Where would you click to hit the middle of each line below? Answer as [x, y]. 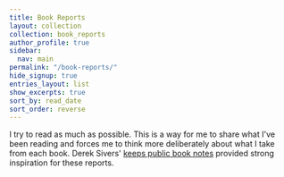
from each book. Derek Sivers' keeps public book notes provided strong [142, 154]
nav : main [35, 59]
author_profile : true [50, 42]
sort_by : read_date [46, 101]
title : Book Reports [48, 17]
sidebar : [25, 51]
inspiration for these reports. [62, 163]
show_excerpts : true [48, 92]
